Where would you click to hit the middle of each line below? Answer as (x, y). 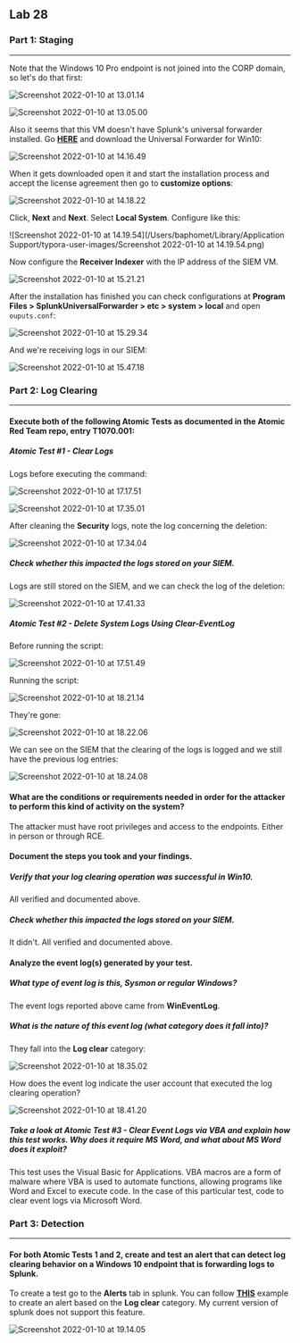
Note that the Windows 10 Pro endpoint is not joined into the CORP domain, (147, 68)
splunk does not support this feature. (77, 1313)
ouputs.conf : (33, 315)
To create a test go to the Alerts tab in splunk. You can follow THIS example (149, 1293)
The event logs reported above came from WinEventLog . (115, 1005)
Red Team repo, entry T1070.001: (72, 430)
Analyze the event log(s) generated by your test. (101, 963)
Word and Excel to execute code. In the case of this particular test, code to (146, 1190)
